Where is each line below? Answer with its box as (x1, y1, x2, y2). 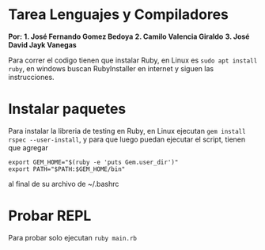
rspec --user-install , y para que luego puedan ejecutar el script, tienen (8, 134, 246, 144)
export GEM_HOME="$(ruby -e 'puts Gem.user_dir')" (8, 158, 179, 166)
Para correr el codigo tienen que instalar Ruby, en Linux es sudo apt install (8, 55, 258, 65)
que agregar (8, 142, 49, 152)
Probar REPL (8, 207, 92, 225)
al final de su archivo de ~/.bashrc (8, 179, 119, 188)
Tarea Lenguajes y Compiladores (8, 6, 229, 24)
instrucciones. (8, 72, 55, 81)
